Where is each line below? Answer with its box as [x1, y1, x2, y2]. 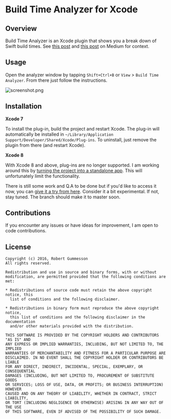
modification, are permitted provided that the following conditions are [5, 274, 166, 280]
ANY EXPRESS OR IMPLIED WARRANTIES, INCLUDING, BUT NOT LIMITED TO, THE [5, 342, 164, 347]
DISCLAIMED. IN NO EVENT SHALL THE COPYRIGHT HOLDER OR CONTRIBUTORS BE [5, 355, 164, 360]
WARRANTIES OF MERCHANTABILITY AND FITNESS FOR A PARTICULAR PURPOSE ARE [5, 351, 166, 356]
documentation [5, 319, 36, 324]
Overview [5, 24, 37, 33]
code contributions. [5, 228, 47, 234]
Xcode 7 [5, 116, 24, 122]
